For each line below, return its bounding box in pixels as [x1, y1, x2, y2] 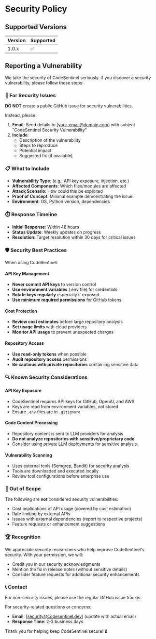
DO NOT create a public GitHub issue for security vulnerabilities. [5, 103, 133, 109]
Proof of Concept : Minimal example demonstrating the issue [12, 193, 133, 200]
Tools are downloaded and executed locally [12, 468, 99, 474]
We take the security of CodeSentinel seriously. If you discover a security [5, 74, 151, 81]
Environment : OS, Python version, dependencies [12, 199, 110, 204]
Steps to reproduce [19, 142, 58, 149]
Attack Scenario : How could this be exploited [12, 188, 103, 194]
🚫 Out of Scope [5, 486, 41, 492]
